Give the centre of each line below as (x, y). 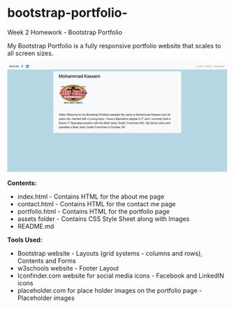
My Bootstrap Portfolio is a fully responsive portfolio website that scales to (114, 45)
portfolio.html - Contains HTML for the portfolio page (93, 211)
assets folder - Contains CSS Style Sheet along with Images (103, 219)
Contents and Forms (47, 261)
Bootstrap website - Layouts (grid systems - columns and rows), (110, 253)
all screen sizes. (30, 53)
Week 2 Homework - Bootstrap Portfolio (65, 32)
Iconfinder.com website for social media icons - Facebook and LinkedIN (121, 275)
